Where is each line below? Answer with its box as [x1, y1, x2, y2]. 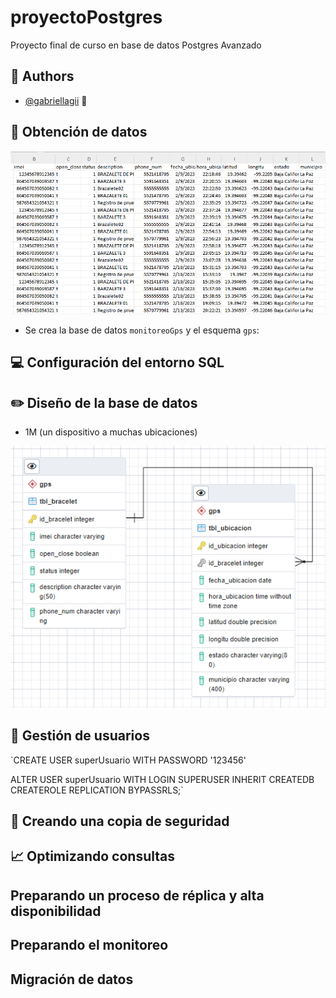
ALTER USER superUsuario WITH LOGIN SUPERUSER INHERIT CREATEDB [10, 773, 315, 785]
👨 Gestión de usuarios [10, 727, 150, 745]
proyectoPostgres [10, 6, 163, 29]
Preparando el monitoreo [10, 937, 169, 954]
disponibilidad [10, 902, 102, 920]
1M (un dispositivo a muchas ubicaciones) [24, 426, 198, 438]
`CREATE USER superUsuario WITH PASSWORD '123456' [10, 754, 247, 766]
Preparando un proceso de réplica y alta [10, 887, 265, 904]
